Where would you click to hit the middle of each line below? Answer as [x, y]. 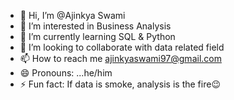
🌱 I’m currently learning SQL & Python [97, 36]
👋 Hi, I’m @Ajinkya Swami [72, 15]
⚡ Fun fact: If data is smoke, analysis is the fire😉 [120, 84]
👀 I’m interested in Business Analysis [95, 26]
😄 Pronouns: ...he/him [66, 73]
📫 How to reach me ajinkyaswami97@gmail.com [120, 58]
